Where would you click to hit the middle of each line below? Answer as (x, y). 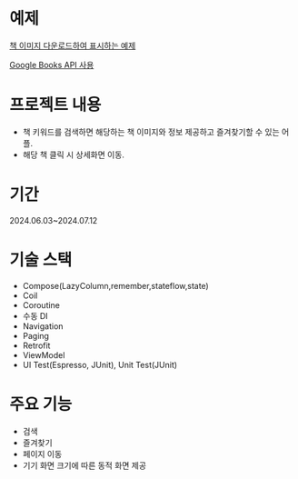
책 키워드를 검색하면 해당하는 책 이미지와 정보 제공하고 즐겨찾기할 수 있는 (151, 132)
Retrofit (36, 345)
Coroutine (41, 304)
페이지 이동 (42, 454)
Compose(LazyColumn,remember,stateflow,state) (115, 285)
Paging (36, 335)
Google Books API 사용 (52, 65)
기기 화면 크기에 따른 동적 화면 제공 (84, 465)
